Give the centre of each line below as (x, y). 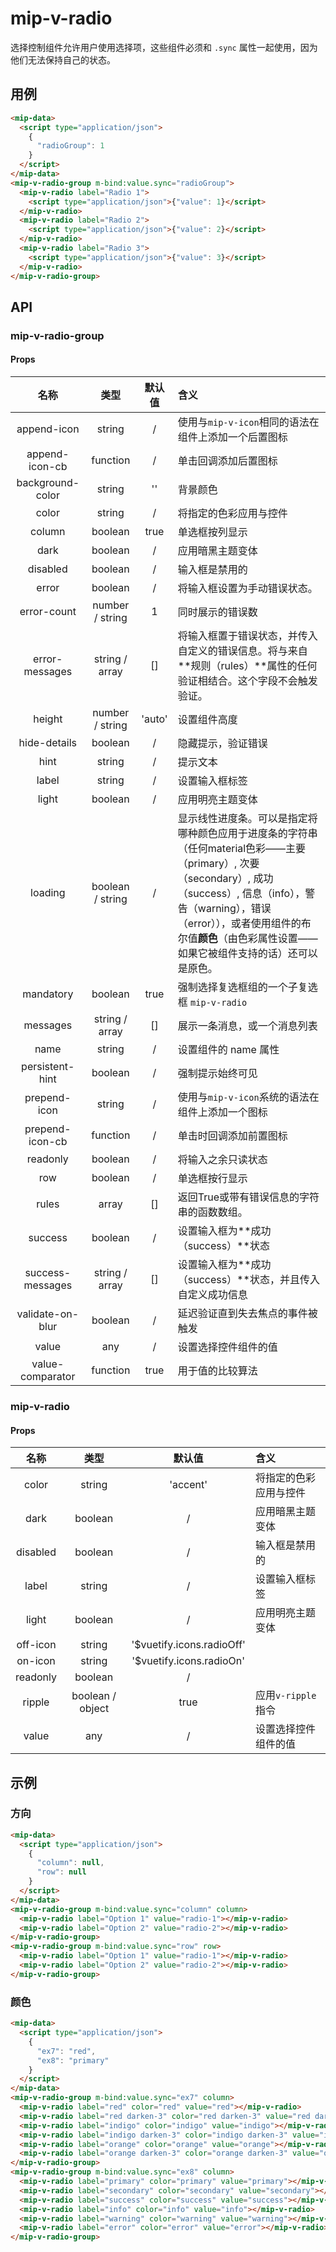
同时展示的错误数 (217, 612)
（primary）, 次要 (218, 864)
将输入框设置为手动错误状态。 (247, 589)
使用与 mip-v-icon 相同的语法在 (248, 422)
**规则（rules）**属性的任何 (247, 666)
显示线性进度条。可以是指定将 (247, 819)
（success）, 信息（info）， (241, 894)
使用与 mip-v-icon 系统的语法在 (248, 1097)
